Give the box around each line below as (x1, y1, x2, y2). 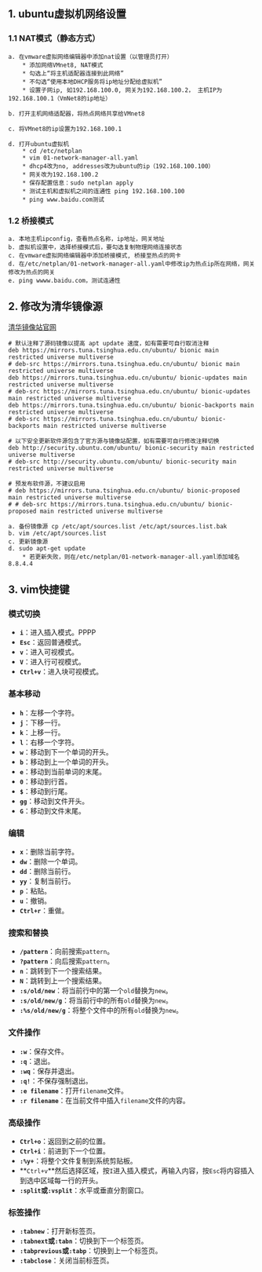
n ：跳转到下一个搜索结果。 (19, 967, 106, 976)
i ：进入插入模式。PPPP (19, 627, 96, 638)
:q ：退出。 (19, 1056, 55, 1065)
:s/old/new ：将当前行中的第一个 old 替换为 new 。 (19, 986, 173, 996)
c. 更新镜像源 (8, 537, 49, 546)
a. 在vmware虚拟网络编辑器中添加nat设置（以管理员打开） (8, 53, 173, 60)
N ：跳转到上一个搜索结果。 (19, 976, 106, 985)
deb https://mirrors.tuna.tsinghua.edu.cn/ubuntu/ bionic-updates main (8, 374, 247, 382)
